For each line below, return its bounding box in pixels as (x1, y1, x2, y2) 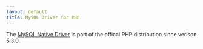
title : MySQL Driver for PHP (6, 14, 80, 20)
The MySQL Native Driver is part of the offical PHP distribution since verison (6, 30, 197, 38)
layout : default (6, 8, 47, 15)
